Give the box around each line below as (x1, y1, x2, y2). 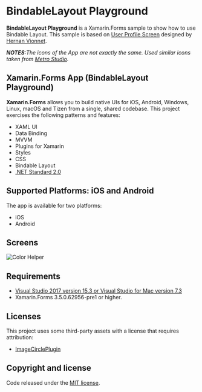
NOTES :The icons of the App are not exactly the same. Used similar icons (6, 48, 191, 56)
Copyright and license (6, 363, 92, 373)
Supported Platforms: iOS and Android (6, 186, 154, 196)
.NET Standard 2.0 (15, 168, 62, 175)
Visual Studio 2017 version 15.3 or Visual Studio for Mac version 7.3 (15, 287, 183, 294)
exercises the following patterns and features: (6, 111, 121, 119)
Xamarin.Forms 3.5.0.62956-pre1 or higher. (15, 294, 122, 301)
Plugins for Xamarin (15, 142, 65, 150)
